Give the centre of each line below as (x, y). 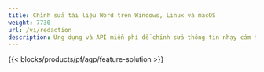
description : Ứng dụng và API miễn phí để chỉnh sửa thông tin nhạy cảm (130, 37)
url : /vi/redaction (40, 30)
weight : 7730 (29, 23)
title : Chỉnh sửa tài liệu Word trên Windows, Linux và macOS (112, 15)
